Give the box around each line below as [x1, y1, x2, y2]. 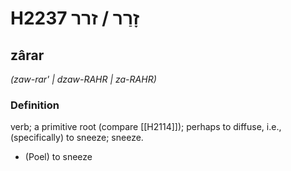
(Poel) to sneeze [24, 151, 93, 163]
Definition [10, 98, 60, 112]
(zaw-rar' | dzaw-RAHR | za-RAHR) [10, 73, 157, 85]
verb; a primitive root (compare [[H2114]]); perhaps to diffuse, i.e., [10, 121, 282, 133]
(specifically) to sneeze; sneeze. [10, 132, 144, 144]
